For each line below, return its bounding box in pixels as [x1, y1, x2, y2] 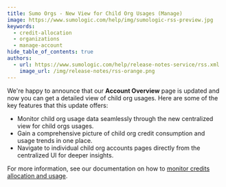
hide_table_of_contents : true [7, 49, 94, 56]
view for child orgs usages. [16, 122, 94, 130]
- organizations [13, 36, 60, 43]
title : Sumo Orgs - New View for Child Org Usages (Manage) [7, 10, 183, 17]
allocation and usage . [7, 171, 68, 179]
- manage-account [13, 42, 63, 49]
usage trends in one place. [16, 136, 93, 144]
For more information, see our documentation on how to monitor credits [7, 164, 210, 173]
